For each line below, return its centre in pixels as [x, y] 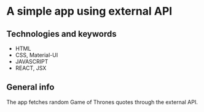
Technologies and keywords [61, 34]
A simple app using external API [89, 11]
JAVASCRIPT [32, 62]
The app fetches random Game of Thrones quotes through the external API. [102, 102]
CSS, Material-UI [37, 55]
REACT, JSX [31, 68]
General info [30, 87]
